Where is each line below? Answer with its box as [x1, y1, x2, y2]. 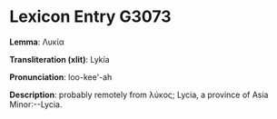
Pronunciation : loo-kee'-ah [9, 71, 113, 83]
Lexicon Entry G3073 [9, 6, 172, 27]
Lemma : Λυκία [9, 36, 65, 47]
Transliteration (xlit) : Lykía [9, 54, 111, 64]
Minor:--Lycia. [9, 98, 63, 110]
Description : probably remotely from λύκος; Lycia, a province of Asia [9, 89, 269, 100]
